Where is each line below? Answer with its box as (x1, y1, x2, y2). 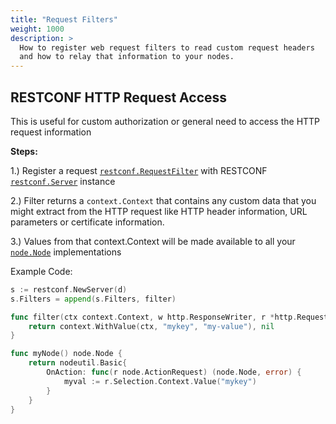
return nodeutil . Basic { (28, 358, 128, 368)
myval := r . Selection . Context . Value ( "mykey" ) (63, 376, 257, 386)
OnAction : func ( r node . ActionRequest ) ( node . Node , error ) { (46, 367, 302, 378)
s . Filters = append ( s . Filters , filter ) (10, 294, 177, 304)
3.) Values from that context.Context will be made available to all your (10, 235, 296, 247)
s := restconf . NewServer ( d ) (10, 284, 128, 295)
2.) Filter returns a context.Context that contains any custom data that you (10, 194, 317, 206)
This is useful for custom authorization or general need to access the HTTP (10, 115, 321, 127)
